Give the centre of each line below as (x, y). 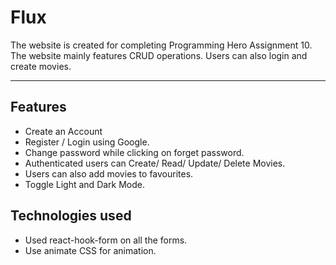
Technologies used (71, 216)
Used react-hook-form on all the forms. (106, 240)
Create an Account (63, 131)
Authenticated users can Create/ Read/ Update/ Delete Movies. (155, 163)
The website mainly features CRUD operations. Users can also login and (159, 55)
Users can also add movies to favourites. (109, 173)
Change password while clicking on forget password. (134, 152)
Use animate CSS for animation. (90, 250)
